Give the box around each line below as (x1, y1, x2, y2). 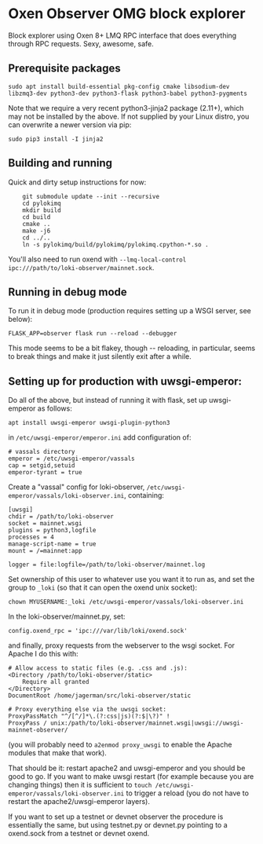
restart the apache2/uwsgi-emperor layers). (8, 797, 151, 806)
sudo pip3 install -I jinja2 (8, 135, 104, 143)
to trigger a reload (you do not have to (126, 788, 250, 798)
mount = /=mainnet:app (8, 547, 82, 555)
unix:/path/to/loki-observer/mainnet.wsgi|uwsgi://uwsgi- (49, 719, 244, 727)
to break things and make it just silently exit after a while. (8, 352, 192, 361)
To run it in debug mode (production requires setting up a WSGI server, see (8, 306, 251, 316)
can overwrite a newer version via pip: (8, 119, 132, 130)
